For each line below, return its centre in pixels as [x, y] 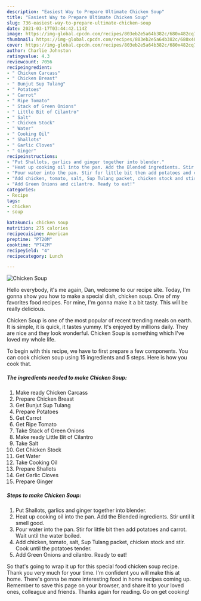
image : [15, 34]
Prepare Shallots [35, 469]
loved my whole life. [31, 340]
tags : [13, 201]
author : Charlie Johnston [39, 51]
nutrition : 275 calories [38, 228]
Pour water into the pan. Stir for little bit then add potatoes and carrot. [101, 529]
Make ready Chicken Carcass [52, 393]
